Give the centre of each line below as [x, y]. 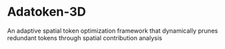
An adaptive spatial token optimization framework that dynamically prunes [113, 31]
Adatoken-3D [47, 12]
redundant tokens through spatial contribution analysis [85, 37]
